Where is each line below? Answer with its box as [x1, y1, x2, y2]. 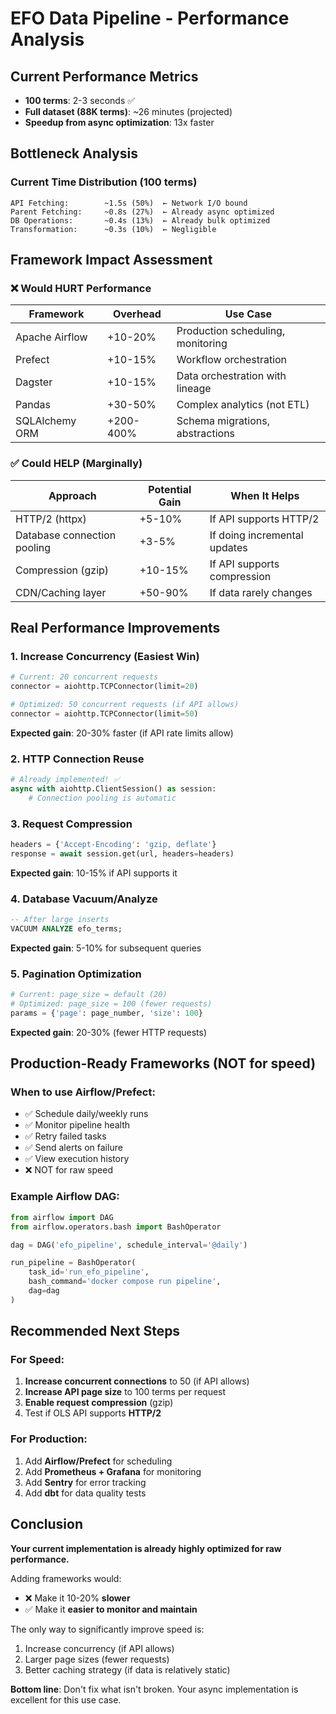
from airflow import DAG [10, 1212, 114, 1222]
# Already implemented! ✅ [10, 775, 120, 785]
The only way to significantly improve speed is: [10, 1623, 205, 1635]
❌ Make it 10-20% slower [24, 1592, 131, 1604]
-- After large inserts [10, 915, 110, 925]
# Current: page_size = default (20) [10, 990, 168, 1000]
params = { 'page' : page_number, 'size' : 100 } [10, 1008, 203, 1018]
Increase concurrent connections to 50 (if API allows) [24, 1375, 250, 1387]
